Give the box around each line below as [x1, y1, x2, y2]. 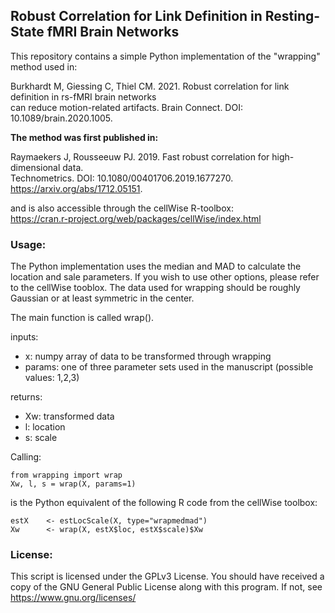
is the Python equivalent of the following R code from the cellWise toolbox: [10, 497, 318, 509]
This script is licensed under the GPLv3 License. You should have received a [10, 570, 325, 583]
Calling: [10, 451, 42, 463]
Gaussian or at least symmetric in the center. [10, 292, 195, 304]
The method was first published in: [10, 131, 159, 143]
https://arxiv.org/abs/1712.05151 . [10, 182, 143, 194]
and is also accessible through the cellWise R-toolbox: [10, 202, 234, 214]
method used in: [10, 60, 78, 73]
